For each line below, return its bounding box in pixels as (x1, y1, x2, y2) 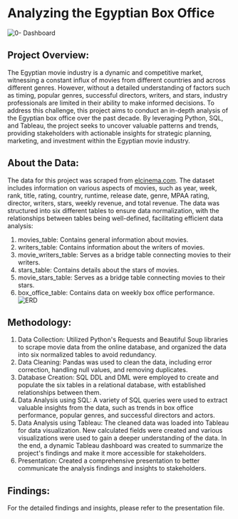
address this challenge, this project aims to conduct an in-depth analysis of (7, 106, 229, 115)
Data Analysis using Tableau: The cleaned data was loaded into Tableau (17, 418, 229, 427)
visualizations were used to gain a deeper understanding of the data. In (17, 433, 227, 443)
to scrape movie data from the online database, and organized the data (17, 343, 227, 351)
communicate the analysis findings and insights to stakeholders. (17, 464, 207, 473)
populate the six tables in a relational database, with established (17, 381, 206, 389)
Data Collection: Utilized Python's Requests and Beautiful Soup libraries (17, 335, 228, 344)
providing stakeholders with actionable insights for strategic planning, (7, 128, 212, 137)
